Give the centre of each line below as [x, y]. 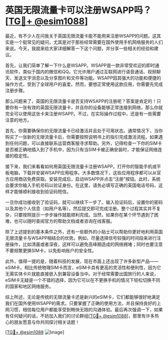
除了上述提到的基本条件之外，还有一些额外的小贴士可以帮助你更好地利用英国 [84, 232]
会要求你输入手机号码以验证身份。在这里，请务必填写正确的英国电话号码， [82, 185]
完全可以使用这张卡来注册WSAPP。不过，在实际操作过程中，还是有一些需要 [83, 114]
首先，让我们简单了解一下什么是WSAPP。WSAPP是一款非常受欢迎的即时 [80, 65]
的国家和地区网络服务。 [29, 286]
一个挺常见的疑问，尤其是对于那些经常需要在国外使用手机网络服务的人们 [88, 42]
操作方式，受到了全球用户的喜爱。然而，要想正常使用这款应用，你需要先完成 [84, 84]
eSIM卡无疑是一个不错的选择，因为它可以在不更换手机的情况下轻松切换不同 [83, 280]
